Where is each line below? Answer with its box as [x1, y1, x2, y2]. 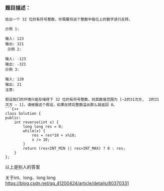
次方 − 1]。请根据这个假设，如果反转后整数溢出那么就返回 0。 [5, 102, 117, 108]
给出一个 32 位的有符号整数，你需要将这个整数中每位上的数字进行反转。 [5, 17, 133, 22]
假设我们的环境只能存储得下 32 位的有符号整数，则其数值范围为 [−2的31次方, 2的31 [5, 97, 160, 102]
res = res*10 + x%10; [31, 133, 77, 138]
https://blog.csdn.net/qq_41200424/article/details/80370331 [5, 181, 129, 187]
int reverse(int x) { [14, 120, 59, 125]
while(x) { [23, 129, 46, 134]
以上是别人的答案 [5, 164, 40, 170]
